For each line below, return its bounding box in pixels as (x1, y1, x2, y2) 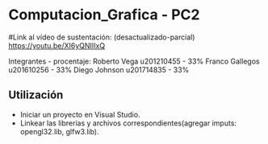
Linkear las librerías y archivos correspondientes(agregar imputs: (19, 118, 237, 128)
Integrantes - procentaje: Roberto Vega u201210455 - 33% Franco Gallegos (8, 56, 260, 66)
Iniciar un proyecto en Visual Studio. (19, 109, 140, 119)
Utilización (8, 88, 64, 102)
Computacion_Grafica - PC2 (8, 6, 200, 24)
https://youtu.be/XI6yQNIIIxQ (8, 40, 106, 50)
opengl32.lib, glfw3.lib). (19, 126, 99, 136)
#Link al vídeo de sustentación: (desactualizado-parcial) (8, 32, 195, 42)
